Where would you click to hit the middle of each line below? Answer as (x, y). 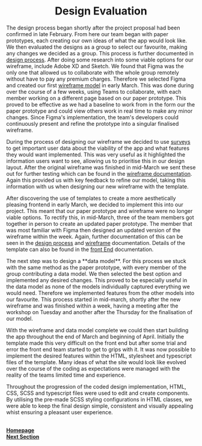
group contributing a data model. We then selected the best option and (94, 274)
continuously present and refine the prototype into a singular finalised (93, 123)
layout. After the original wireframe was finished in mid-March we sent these (101, 167)
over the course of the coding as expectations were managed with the (93, 368)
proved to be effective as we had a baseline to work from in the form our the (101, 104)
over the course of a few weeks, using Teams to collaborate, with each (94, 91)
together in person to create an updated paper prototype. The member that (99, 223)
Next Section (23, 436)
